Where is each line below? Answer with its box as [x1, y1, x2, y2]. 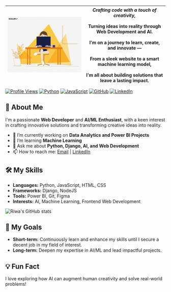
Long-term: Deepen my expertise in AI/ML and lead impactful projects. [12, 247, 162, 253]
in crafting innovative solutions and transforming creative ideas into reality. [5, 122, 162, 128]
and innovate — [107, 44, 141, 51]
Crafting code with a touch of [92, 7, 157, 13]
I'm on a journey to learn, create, [89, 39, 160, 45]
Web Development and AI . [96, 29, 153, 35]
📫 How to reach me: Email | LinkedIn [12, 149, 91, 155]
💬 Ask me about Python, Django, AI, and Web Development [12, 142, 139, 149]
